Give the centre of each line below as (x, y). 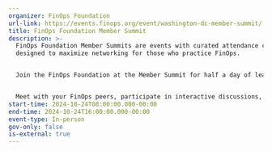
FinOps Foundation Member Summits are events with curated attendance (137, 46)
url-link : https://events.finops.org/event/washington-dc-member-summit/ (136, 23)
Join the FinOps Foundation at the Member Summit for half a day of (134, 75)
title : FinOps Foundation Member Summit (78, 31)
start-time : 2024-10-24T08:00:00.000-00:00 (83, 104)
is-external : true (39, 134)
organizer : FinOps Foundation (59, 16)
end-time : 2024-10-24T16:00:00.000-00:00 (79, 111)
